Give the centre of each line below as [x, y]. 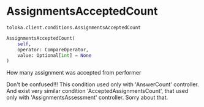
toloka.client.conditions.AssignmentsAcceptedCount [74, 28]
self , [25, 44]
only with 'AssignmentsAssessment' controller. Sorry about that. [87, 98]
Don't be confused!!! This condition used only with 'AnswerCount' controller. [103, 84]
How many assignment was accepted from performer [74, 73]
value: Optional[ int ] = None [55, 55]
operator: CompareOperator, [53, 50]
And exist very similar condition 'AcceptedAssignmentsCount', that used [97, 91]
